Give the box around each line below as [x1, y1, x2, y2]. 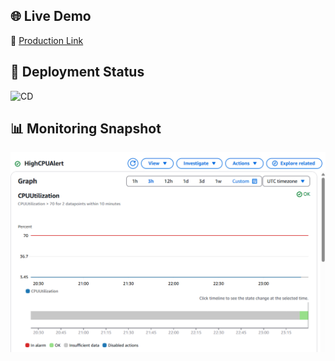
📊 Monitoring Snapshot [10, 120, 162, 138]
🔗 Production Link [10, 34, 84, 46]
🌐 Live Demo [10, 8, 92, 25]
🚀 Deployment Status [10, 64, 145, 81]
